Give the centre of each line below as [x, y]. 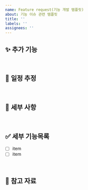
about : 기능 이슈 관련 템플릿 [31, 14]
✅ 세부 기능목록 [27, 136]
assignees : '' [20, 28]
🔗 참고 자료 [21, 181]
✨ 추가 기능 [21, 49]
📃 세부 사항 [21, 108]
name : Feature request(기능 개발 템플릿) [44, 10]
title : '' [15, 19]
